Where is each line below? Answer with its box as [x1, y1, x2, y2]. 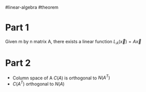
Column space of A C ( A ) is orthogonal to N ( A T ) [12, 74, 110, 81]
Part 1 [5, 22, 29, 33]
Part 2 [5, 57, 31, 68]
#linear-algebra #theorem [5, 5, 59, 10]
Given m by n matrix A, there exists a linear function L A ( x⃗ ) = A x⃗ [5, 38, 141, 46]
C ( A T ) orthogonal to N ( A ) [12, 80, 65, 87]
